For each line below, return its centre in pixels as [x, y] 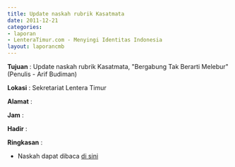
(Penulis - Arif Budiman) [42, 74]
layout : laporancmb [36, 47]
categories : [25, 27]
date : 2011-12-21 [33, 20]
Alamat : [20, 101]
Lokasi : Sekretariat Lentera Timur [57, 88]
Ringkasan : [25, 142]
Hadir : [17, 129]
